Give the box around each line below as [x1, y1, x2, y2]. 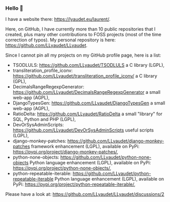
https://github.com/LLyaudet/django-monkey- [67, 138, 164, 144]
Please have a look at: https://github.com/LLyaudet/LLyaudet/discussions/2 [5, 191, 165, 197]
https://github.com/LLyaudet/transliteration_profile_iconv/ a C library [12, 73, 158, 79]
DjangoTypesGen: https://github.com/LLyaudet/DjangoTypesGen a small [12, 100, 165, 106]
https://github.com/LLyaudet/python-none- [60, 154, 152, 160]
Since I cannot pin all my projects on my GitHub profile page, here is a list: [5, 52, 161, 58]
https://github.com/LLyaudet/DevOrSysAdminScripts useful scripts [12, 127, 154, 133]
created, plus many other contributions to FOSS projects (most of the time [5, 32, 161, 38]
